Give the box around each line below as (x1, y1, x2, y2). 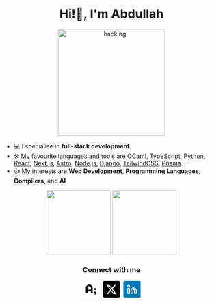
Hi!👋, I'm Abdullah (59, 6, 164, 22)
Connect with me (82, 265, 141, 274)
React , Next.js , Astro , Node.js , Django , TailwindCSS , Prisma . (13, 159, 183, 167)
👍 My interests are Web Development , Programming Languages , (13, 167, 201, 175)
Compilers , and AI (13, 176, 66, 185)
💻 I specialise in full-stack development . (13, 142, 131, 150)
